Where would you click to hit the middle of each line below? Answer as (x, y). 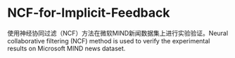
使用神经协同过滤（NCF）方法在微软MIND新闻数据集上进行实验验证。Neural (118, 33)
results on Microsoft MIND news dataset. (66, 48)
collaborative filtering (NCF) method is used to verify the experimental (109, 41)
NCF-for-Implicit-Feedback (89, 13)
